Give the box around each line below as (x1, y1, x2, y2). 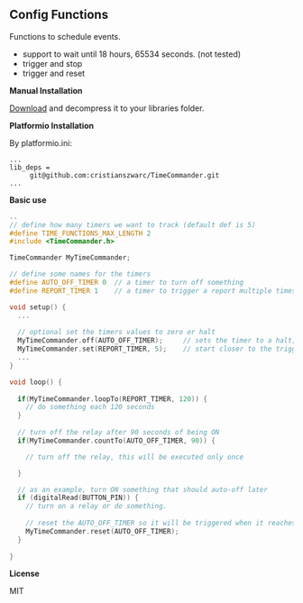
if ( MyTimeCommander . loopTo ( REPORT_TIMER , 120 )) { (17, 394, 207, 404)
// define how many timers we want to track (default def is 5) (9, 220, 256, 229)
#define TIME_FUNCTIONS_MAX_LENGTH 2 (9, 229, 151, 238)
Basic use (9, 194, 47, 206)
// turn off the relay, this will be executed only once (25, 452, 244, 461)
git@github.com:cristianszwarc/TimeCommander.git (29, 170, 220, 179)
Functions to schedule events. (9, 31, 122, 41)
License (9, 568, 41, 580)
